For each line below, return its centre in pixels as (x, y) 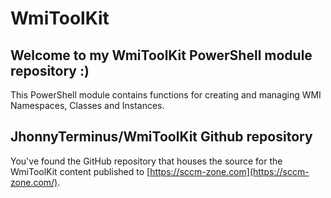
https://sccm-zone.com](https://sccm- (229, 171)
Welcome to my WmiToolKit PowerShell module (161, 55)
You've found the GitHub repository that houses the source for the (146, 161)
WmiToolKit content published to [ (80, 171)
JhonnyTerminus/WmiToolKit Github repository (161, 137)
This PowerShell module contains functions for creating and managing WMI (166, 95)
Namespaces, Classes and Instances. (87, 105)
